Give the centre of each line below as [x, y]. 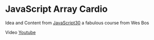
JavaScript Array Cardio [56, 9]
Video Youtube [21, 32]
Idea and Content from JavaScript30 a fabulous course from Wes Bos [77, 23]
